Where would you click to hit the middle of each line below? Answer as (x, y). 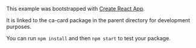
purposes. (19, 27)
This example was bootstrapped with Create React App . (76, 9)
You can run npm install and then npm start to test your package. (88, 38)
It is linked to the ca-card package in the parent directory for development (98, 20)
